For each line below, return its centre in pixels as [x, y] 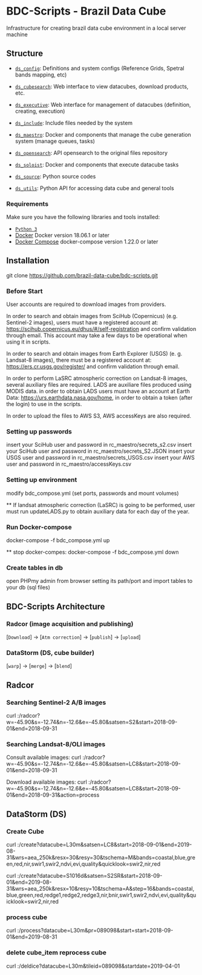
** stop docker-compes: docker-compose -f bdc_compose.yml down [93, 552]
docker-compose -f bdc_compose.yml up [58, 540]
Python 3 [26, 229]
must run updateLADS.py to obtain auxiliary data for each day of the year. [98, 511]
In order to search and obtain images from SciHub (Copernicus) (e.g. [92, 316]
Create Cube [25, 831]
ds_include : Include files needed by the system [74, 123]
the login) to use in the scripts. [44, 404]
